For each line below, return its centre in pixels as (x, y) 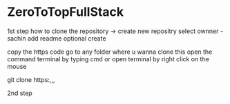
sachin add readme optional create (57, 38)
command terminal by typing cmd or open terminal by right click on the (108, 59)
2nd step (20, 93)
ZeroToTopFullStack (66, 12)
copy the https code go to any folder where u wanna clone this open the (110, 52)
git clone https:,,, (31, 79)
